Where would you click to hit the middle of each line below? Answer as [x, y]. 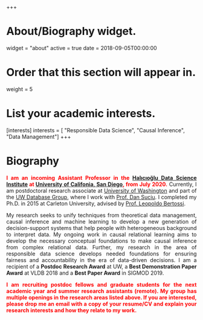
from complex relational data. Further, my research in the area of [101, 247]
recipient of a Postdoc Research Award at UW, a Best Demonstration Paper [101, 266]
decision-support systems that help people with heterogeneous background [101, 228]
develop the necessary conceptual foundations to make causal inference [101, 241]
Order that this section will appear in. [101, 72]
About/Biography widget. [71, 31]
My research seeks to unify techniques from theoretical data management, [101, 215]
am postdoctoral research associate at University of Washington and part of [101, 190]
